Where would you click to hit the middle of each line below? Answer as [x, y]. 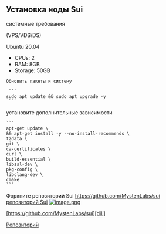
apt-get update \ [27, 128]
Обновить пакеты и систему [39, 81]
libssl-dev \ [22, 164]
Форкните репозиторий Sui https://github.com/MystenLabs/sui [83, 195]
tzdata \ [17, 138]
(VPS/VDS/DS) [24, 35]
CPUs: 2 [25, 57]
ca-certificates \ [28, 149]
